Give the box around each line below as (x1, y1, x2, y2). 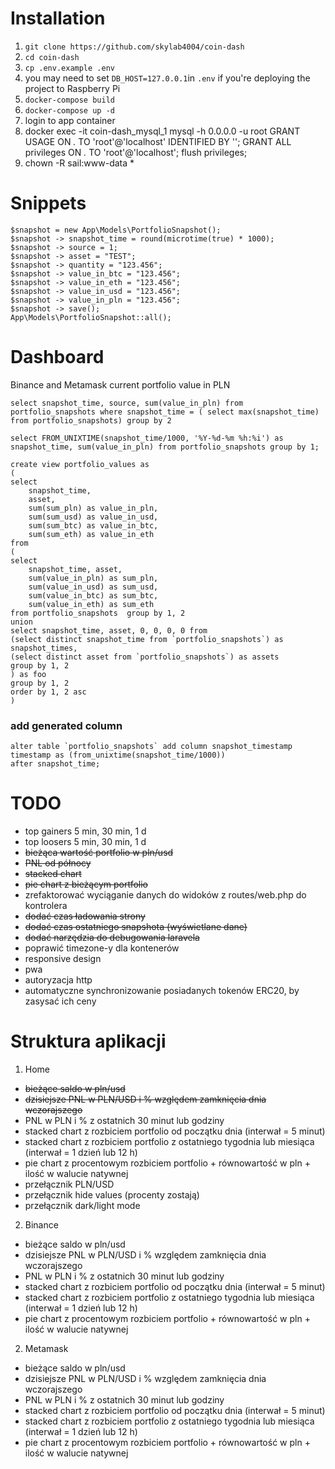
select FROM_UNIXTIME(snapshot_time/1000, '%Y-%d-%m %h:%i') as (10, 433, 284, 443)
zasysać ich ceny (24, 995, 97, 1007)
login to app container (24, 114, 116, 126)
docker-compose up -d (24, 105, 115, 116)
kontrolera (24, 900, 68, 912)
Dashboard (10, 346, 105, 369)
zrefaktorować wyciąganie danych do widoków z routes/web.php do (24, 889, 307, 901)
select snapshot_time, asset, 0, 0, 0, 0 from (10, 625, 208, 636)
